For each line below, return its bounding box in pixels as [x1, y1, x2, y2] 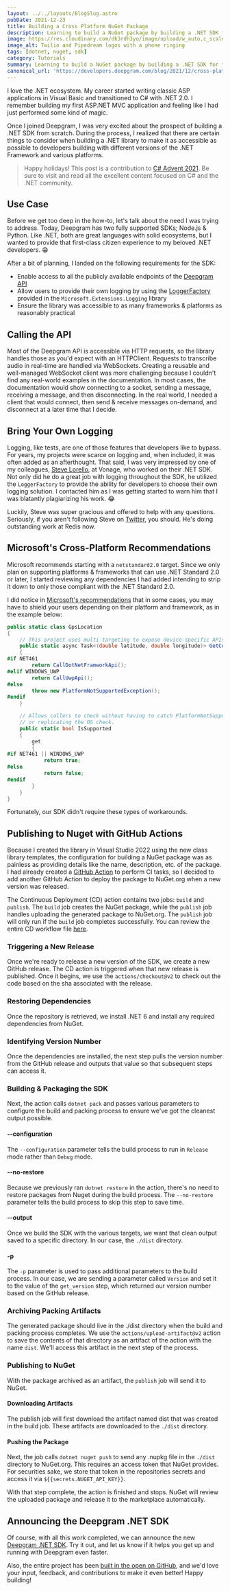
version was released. [7, 883, 69, 891]
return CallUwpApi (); [31, 674, 94, 682]
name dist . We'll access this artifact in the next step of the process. [7, 1343, 199, 1352]
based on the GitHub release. [7, 1289, 90, 1297]
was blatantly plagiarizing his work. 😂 [7, 494, 115, 502]
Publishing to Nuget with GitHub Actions [7, 828, 183, 839]
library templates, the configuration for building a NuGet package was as [7, 853, 212, 861]
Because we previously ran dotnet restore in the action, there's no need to [7, 1183, 220, 1192]
